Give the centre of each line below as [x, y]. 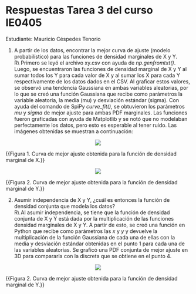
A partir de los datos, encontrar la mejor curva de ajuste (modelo [92, 50]
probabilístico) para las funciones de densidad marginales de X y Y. [95, 56]
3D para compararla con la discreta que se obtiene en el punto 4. [93, 256]
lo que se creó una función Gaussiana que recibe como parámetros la [98, 94]
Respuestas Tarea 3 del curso [79, 10]
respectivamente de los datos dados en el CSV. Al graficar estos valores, [102, 81]
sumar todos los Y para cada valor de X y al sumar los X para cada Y [97, 75]
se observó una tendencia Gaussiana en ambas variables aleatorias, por [101, 87]
